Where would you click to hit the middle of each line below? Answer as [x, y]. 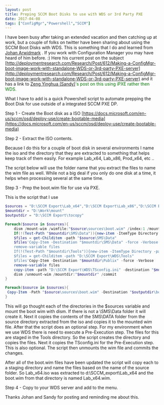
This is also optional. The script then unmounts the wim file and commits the [82, 348]
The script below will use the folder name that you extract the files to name [80, 168]
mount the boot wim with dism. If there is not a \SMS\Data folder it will [75, 311]
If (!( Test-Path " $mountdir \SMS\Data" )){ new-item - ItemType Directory [86, 233]
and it [147, 79]
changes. [14, 353]
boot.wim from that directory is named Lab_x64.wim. [58, 378]
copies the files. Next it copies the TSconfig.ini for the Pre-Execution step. [80, 342]
